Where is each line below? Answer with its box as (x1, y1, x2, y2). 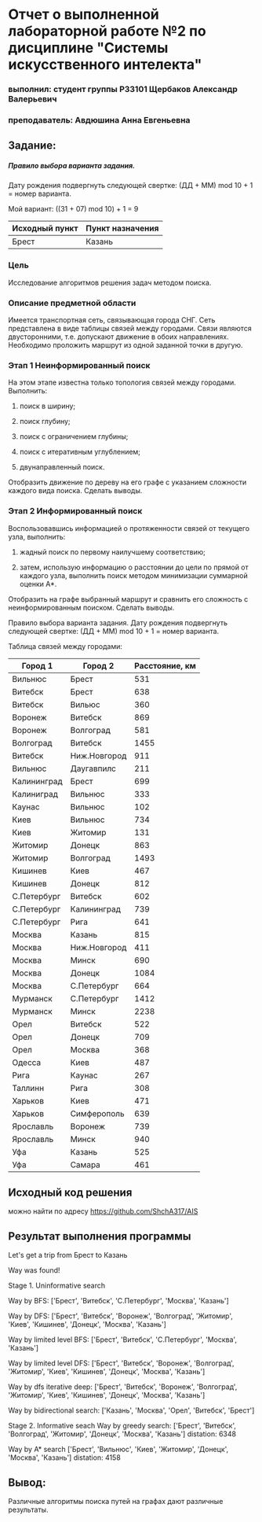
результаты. (8, 1505, 49, 1515)
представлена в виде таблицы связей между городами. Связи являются (8, 323, 253, 333)
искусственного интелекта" (8, 56, 202, 74)
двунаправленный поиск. (19, 462, 105, 472)
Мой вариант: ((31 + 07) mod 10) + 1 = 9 (8, 205, 139, 214)
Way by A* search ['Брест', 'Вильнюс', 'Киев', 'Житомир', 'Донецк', (8, 1445, 229, 1454)
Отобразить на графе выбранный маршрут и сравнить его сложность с (8, 594, 249, 603)
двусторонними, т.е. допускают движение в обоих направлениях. (8, 332, 229, 341)
